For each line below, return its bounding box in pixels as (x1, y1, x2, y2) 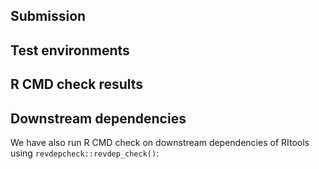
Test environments (10, 42, 130, 59)
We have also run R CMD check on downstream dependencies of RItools (10, 136, 310, 148)
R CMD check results (10, 76, 144, 93)
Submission (10, 8, 87, 25)
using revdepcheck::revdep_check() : (10, 147, 160, 159)
